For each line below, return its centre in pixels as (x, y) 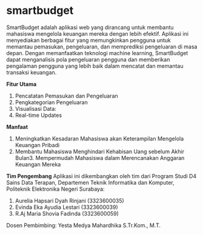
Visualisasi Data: (35, 108)
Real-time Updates (38, 115)
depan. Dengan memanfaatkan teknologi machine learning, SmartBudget (97, 53)
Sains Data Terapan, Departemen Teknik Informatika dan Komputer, (90, 182)
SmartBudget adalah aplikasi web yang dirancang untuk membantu (90, 27)
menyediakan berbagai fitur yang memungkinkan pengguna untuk (89, 40)
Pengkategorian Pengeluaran (51, 102)
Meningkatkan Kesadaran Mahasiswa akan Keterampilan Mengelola (99, 138)
